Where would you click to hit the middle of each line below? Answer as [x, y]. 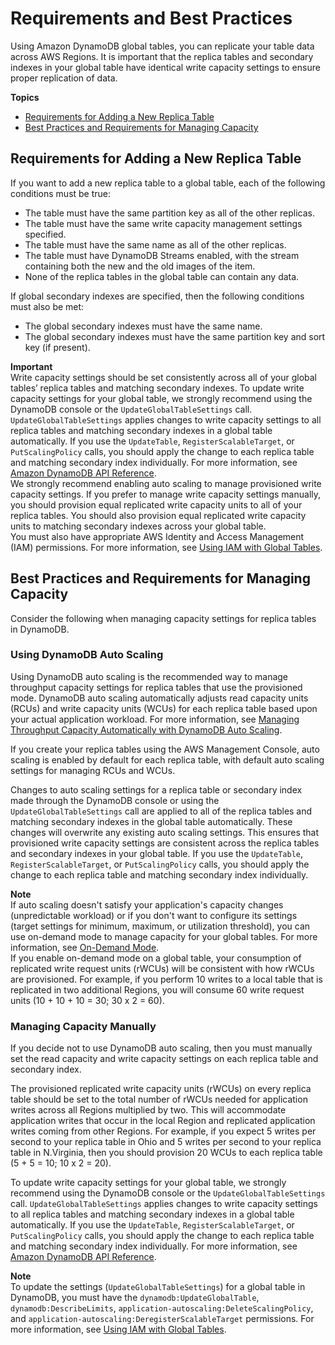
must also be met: [47, 306]
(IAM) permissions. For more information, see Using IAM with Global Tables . [166, 547]
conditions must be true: [61, 193]
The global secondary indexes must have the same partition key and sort [175, 336]
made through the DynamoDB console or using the [115, 800]
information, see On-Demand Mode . [85, 947]
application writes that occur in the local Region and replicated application [163, 1121]
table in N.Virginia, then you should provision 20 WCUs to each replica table [166, 1153]
